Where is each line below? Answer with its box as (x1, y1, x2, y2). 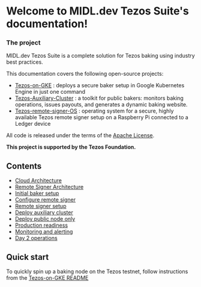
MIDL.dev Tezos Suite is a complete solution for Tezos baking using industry (6, 52, 195, 60)
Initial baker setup (14, 190, 59, 197)
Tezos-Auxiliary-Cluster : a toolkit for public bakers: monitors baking (14, 94, 184, 102)
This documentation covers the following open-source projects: (6, 70, 164, 78)
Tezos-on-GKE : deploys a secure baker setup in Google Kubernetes (14, 82, 185, 89)
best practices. (6, 58, 43, 66)
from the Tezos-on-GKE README (6, 274, 89, 282)
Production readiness (14, 221, 68, 229)
